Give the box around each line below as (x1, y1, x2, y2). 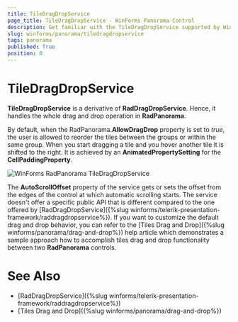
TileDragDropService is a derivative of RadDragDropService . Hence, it (7, 104, 216, 112)
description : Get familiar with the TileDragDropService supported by (7, 23, 220, 30)
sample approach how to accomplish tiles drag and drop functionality (7, 235, 210, 244)
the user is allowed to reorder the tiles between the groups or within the (7, 133, 216, 141)
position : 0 (7, 50, 42, 57)
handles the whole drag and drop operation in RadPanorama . (7, 111, 186, 120)
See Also (7, 268, 61, 284)
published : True (7, 43, 55, 50)
